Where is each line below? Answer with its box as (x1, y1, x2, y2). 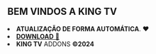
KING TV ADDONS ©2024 (16, 39, 94, 48)
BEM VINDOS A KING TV (7, 6, 117, 18)
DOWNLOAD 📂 (16, 32, 60, 40)
